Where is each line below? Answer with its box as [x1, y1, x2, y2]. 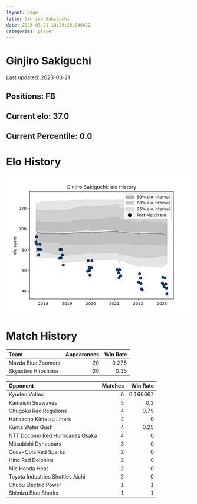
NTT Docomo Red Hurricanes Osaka [8, 432, 97, 439]
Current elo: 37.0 [6, 111, 70, 121]
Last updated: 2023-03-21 [6, 74, 70, 81]
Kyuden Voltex [8, 391, 44, 398]
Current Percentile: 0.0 [6, 131, 93, 141]
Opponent [8, 382, 34, 389]
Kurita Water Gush [8, 424, 53, 431]
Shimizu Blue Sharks [8, 489, 59, 496]
